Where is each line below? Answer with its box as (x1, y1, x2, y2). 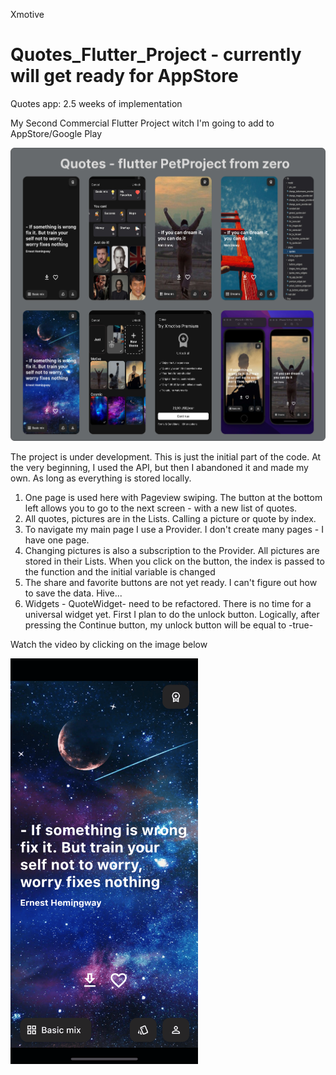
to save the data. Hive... (24, 587, 123, 599)
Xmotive (10, 9, 45, 20)
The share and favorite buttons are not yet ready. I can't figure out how (24, 576, 318, 588)
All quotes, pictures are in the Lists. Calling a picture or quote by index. (24, 512, 317, 524)
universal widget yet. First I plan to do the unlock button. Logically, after (24, 608, 320, 620)
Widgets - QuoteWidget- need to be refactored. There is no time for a (24, 597, 312, 609)
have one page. (24, 534, 90, 546)
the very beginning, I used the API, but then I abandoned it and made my (10, 461, 309, 473)
